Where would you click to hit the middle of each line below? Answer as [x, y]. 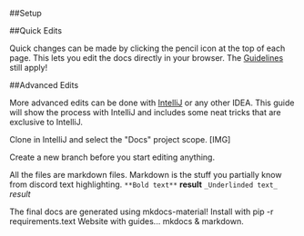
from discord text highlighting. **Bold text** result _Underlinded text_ [144, 184]
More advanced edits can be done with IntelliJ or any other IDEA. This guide [152, 103]
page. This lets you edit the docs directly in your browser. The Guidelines [147, 58]
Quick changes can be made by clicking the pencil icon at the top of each [147, 48]
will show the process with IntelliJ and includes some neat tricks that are [145, 112]
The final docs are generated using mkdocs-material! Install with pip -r [142, 211]
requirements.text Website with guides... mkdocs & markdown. [127, 221]
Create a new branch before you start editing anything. [112, 157]
